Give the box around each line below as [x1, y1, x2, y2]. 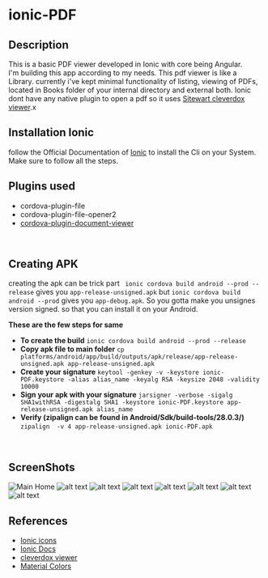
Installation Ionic [8, 125, 95, 139]
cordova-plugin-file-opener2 [19, 209, 117, 219]
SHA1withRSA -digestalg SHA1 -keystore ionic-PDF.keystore [19, 398, 224, 406]
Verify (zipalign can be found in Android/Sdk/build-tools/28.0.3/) [19, 413, 245, 423]
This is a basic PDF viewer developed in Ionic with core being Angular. [8, 59, 243, 69]
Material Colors [19, 561, 71, 572]
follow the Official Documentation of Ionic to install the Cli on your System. [8, 147, 257, 157]
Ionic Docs [19, 544, 57, 554]
